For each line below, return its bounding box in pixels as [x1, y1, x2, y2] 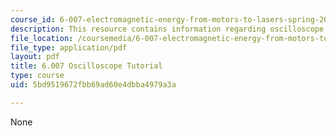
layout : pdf [10, 52, 60, 62]
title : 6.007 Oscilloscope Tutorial [10, 61, 163, 71]
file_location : [10, 33, 74, 43]
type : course [10, 71, 65, 81]
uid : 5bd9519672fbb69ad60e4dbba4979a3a [10, 80, 177, 90]
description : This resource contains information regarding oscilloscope [10, 24, 325, 34]
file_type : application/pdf [10, 42, 128, 53]
